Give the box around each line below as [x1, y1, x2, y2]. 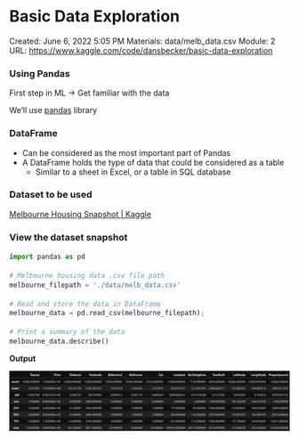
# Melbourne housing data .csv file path [9, 271, 166, 280]
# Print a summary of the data [9, 328, 125, 337]
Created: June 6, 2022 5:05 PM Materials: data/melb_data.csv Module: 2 [9, 36, 276, 46]
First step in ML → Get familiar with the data [9, 87, 170, 99]
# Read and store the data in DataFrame [9, 299, 162, 308]
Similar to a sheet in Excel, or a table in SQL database [35, 167, 231, 177]
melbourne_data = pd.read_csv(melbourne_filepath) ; [9, 309, 205, 318]
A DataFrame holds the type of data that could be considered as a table [21, 157, 285, 167]
